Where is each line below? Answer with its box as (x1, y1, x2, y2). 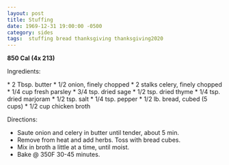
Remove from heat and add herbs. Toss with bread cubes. (16, 136, 181, 144)
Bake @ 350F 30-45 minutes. (16, 151, 100, 159)
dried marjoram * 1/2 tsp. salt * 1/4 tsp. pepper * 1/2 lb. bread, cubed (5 (7, 95, 208, 103)
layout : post (7, 10, 44, 17)
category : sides (7, 29, 53, 36)
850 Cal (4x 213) (7, 54, 55, 62)
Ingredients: (7, 67, 41, 76)
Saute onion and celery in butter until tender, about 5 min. (16, 129, 180, 137)
